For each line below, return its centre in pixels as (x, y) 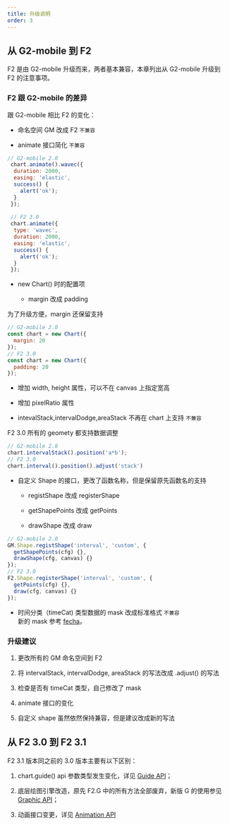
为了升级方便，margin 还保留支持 (55, 314)
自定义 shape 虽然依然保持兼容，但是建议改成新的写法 (96, 718)
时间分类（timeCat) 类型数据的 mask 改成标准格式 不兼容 (98, 612)
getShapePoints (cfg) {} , (50, 552)
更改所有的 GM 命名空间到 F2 (60, 658)
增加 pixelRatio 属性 (46, 403)
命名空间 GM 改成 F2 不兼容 (56, 130)
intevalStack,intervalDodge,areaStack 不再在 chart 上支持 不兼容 (110, 418)
